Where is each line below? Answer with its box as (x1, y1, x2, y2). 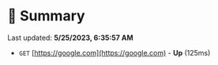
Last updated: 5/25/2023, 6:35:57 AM (7, 33, 133, 42)
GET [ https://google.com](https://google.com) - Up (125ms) (18, 48, 211, 57)
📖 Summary (7, 7, 85, 25)
